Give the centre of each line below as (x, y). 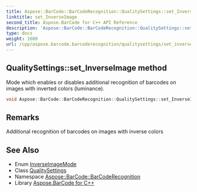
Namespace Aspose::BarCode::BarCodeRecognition (77, 177)
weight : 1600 (22, 39)
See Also (23, 150)
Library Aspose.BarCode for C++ (55, 183)
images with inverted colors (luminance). (55, 88)
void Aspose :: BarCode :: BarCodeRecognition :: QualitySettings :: (84, 99)
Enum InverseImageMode (45, 164)
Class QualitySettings (40, 170)
